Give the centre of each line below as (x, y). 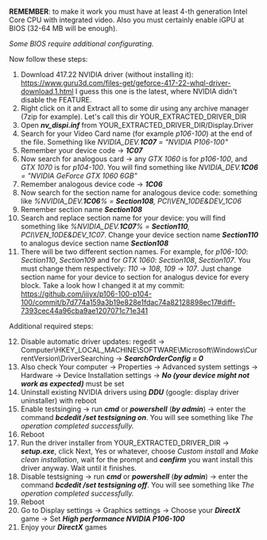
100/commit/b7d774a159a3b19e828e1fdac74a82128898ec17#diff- (128, 302)
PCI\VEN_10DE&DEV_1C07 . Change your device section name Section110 (139, 235)
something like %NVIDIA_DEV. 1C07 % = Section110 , (105, 226)
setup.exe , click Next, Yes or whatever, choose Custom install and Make (139, 451)
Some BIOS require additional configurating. (81, 44)
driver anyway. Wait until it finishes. (79, 468)
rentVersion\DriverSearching (67, 358)
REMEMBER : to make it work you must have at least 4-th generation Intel (128, 12)
